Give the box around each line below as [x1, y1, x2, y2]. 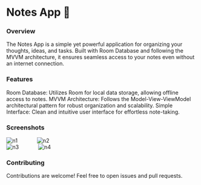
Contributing [6, 158, 45, 167]
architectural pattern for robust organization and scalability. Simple [6, 102, 173, 109]
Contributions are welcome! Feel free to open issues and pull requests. [6, 172, 183, 180]
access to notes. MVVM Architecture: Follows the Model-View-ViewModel [6, 95, 191, 102]
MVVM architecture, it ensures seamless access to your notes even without [6, 54, 195, 61]
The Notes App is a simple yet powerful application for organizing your [6, 41, 183, 48]
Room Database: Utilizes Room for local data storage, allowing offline [6, 89, 179, 96]
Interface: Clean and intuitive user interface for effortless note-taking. [6, 108, 180, 115]
